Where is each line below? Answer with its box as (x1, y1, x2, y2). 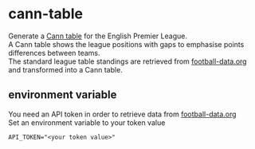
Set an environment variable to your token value (8, 117, 166, 127)
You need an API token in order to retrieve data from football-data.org (8, 109, 237, 119)
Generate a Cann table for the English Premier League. (8, 31, 187, 41)
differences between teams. (8, 48, 101, 57)
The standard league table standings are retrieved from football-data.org (8, 57, 247, 66)
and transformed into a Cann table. (8, 65, 124, 74)
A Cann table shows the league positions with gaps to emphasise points (8, 39, 245, 49)
